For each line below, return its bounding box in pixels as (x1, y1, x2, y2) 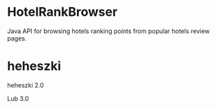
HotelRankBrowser (7, 4, 118, 20)
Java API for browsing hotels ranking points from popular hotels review (7, 27, 210, 35)
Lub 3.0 (7, 94, 29, 102)
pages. (7, 34, 27, 42)
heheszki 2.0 (7, 80, 44, 89)
